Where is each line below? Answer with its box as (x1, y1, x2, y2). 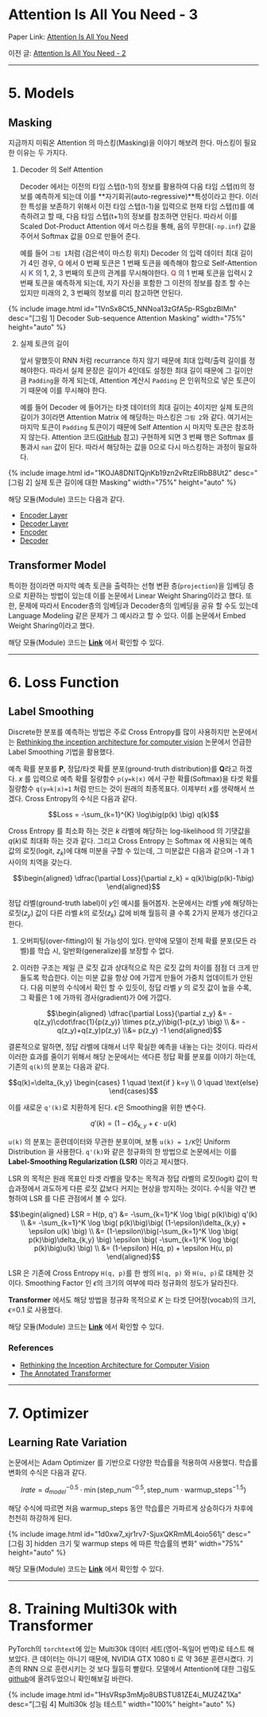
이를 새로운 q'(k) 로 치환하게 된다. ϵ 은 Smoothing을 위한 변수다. (8, 1103, 207, 1112)
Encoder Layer (19, 510, 68, 520)
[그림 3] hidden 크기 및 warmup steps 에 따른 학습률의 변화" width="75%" (8, 1538, 244, 1548)
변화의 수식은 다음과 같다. (8, 1468, 87, 1478)
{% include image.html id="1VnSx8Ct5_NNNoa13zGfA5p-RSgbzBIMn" (8, 304, 237, 313)
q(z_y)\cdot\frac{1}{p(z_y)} (33, 1017, 121, 1027)
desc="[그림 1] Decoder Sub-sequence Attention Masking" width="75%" (8, 313, 246, 323)
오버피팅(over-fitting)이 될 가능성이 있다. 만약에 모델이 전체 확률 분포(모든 (19, 936, 249, 946)
